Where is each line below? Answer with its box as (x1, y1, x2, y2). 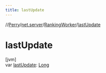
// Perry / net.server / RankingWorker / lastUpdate (5, 21, 101, 28)
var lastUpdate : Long (5, 62, 49, 68)
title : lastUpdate (5, 7, 44, 13)
